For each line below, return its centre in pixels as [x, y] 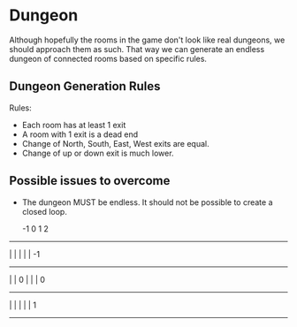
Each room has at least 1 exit [74, 125]
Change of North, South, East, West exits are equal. [115, 143]
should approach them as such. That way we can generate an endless [137, 49]
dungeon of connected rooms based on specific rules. [108, 58]
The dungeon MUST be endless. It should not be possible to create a [147, 202]
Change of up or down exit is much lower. [98, 153]
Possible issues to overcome [90, 181]
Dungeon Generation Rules [85, 86]
